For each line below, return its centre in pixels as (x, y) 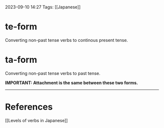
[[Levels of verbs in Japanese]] (37, 120)
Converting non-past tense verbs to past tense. (53, 73)
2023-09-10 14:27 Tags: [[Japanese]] (43, 7)
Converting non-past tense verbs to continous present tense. (67, 40)
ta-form (21, 60)
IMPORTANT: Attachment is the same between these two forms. (72, 83)
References (29, 107)
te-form (21, 27)
